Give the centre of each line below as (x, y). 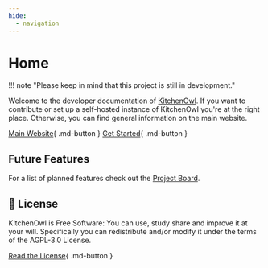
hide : (17, 16)
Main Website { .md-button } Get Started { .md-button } (98, 134)
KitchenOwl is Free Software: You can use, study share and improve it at (128, 223)
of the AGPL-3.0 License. (50, 240)
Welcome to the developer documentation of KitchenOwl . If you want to (127, 101)
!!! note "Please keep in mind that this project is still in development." (122, 85)
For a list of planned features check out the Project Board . (104, 179)
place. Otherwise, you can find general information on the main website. (128, 118)
